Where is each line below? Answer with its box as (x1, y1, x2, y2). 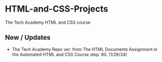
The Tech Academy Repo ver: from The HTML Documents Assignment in (12, 46, 158, 52)
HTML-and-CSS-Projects (5, 3, 108, 15)
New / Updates (5, 33, 51, 42)
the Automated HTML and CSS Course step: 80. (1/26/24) (12, 51, 127, 57)
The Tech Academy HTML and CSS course (5, 19, 91, 25)
